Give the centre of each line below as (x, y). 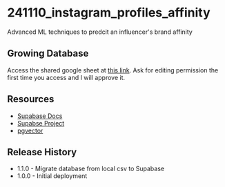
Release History (42, 152)
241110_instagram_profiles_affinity (109, 13)
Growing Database (48, 53)
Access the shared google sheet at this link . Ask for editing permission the (113, 70)
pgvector (30, 130)
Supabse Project (41, 123)
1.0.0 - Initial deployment (52, 176)
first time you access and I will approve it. (66, 77)
